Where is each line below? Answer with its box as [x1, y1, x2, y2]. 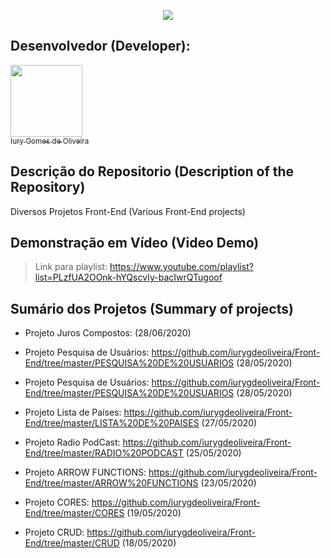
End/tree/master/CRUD [24, 537, 120, 549]
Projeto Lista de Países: [24, 406, 122, 419]
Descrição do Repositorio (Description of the [10, 163, 295, 180]
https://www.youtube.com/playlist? [109, 261, 254, 273]
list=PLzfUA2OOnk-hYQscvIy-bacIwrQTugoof [34, 271, 223, 284]
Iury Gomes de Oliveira [10, 136, 90, 146]
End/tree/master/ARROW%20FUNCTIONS [24, 477, 199, 489]
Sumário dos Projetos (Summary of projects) [10, 300, 294, 317]
